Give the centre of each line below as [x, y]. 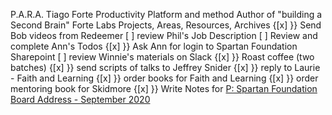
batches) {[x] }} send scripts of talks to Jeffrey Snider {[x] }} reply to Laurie [165, 67]
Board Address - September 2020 [80, 99]
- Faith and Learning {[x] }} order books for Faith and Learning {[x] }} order [164, 78]
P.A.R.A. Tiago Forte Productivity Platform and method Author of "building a [166, 14]
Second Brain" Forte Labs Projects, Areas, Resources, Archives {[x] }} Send [166, 25]
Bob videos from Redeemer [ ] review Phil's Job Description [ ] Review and [164, 35]
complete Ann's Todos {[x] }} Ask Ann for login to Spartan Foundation [154, 46]
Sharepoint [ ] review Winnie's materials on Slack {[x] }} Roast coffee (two [162, 57]
